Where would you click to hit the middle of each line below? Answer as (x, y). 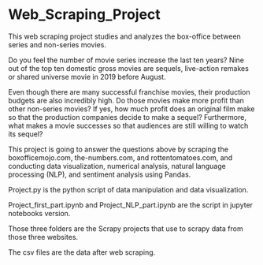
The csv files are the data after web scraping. (82, 252)
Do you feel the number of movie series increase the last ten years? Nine (126, 60)
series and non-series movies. (57, 44)
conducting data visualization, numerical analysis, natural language (117, 166)
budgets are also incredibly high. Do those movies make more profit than (126, 100)
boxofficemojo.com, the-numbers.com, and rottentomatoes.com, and (120, 157)
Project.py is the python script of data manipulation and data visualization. (128, 189)
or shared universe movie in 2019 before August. (87, 77)
